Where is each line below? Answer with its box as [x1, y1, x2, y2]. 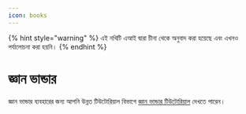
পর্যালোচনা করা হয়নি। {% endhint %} [8, 42, 107, 51]
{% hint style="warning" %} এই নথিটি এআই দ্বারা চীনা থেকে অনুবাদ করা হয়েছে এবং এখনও [8, 33, 239, 42]
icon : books [8, 11, 47, 20]
